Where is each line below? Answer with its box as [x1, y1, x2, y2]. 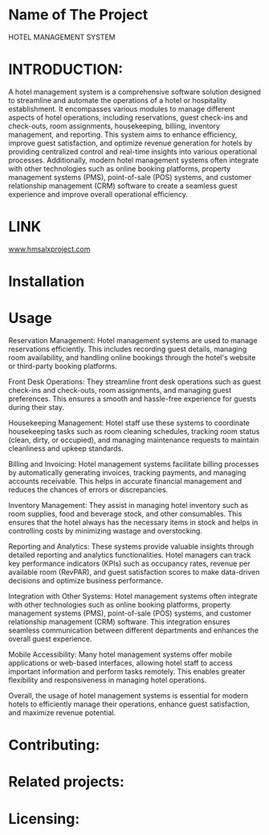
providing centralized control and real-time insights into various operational [8, 146, 258, 156]
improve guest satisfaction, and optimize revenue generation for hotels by [8, 138, 253, 148]
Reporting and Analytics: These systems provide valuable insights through [8, 541, 255, 551]
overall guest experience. [8, 633, 92, 644]
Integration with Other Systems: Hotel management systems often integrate [8, 591, 259, 600]
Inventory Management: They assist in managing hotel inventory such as [8, 500, 249, 510]
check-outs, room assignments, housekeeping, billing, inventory [8, 121, 221, 130]
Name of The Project [8, 6, 149, 24]
